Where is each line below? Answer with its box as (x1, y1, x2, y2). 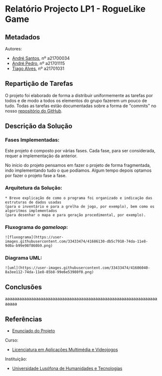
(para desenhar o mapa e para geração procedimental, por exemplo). (5, 213, 146, 217)
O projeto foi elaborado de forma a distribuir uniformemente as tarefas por (5, 92, 153, 98)
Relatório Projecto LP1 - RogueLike (5, 3, 146, 15)
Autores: (5, 46, 22, 51)
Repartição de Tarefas (5, 80, 74, 88)
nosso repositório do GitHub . (5, 108, 63, 114)
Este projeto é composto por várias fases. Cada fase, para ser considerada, (5, 147, 156, 153)
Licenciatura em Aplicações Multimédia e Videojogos (12, 347, 118, 353)
